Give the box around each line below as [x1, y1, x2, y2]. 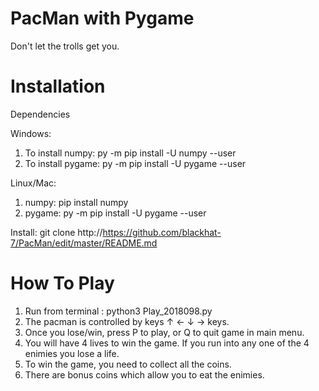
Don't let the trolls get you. [10, 40, 120, 52]
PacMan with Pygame [10, 7, 195, 30]
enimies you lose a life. [24, 347, 120, 359]
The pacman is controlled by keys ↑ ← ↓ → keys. [24, 315, 230, 327]
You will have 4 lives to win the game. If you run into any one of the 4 [24, 337, 310, 349]
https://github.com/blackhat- [102, 226, 222, 238]
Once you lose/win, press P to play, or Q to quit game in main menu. [24, 326, 305, 338]
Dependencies [10, 108, 71, 120]
